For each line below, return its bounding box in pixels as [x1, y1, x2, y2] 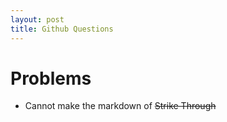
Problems [10, 67, 92, 90]
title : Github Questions [10, 24, 114, 34]
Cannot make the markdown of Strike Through [24, 100, 217, 112]
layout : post [10, 14, 65, 25]
